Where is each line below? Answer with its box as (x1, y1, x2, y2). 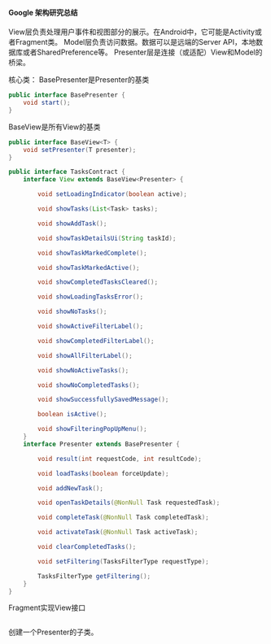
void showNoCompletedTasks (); (37, 381, 140, 389)
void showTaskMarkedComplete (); (37, 249, 148, 257)
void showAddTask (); (37, 220, 107, 228)
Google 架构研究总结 (8, 7, 78, 17)
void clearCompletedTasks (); (37, 543, 137, 551)
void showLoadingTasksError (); (37, 293, 144, 301)
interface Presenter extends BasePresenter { (23, 440, 181, 448)
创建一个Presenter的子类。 (8, 627, 98, 637)
